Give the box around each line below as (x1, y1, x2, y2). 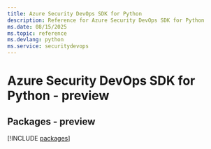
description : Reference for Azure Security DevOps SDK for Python (7, 17, 205, 24)
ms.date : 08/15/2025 (7, 23, 68, 30)
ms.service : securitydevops (7, 43, 89, 50)
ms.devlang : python (7, 36, 64, 43)
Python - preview (7, 88, 110, 104)
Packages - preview (7, 115, 96, 127)
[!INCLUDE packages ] (7, 134, 71, 142)
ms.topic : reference (7, 29, 68, 37)
